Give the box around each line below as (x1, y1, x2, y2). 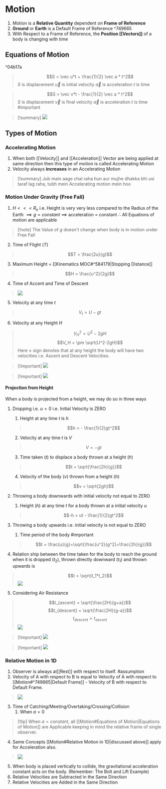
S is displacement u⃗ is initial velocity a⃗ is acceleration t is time (17, 81, 150, 87)
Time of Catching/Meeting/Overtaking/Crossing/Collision (12, 703, 130, 709)
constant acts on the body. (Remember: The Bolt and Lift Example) (12, 768, 150, 774)
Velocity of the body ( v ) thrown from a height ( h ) (19, 473, 120, 479)
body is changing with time (12, 36, 68, 42)
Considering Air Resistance (12, 590, 69, 596)
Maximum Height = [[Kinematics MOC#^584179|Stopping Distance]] (12, 261, 153, 267)
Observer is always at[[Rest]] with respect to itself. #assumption (12, 668, 145, 674)
